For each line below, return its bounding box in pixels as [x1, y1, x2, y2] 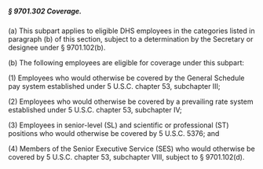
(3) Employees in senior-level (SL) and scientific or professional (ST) [8, 120, 229, 130]
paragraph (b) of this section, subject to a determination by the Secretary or [8, 34, 254, 43]
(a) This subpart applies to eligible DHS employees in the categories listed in [8, 26, 255, 35]
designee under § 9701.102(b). [8, 42, 106, 52]
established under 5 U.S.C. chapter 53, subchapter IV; [8, 105, 182, 114]
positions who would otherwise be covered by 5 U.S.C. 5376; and [8, 128, 220, 138]
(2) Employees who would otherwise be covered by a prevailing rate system [8, 97, 254, 106]
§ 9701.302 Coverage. [8, 6, 82, 16]
